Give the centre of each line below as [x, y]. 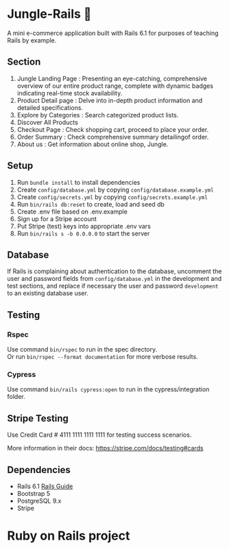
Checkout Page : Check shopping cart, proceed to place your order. [113, 129]
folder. [16, 397]
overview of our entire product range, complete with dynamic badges [115, 86]
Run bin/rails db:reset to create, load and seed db [91, 204]
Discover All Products [48, 122]
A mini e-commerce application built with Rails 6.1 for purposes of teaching [113, 33]
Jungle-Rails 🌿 [49, 14]
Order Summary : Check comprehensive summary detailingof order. [113, 137]
